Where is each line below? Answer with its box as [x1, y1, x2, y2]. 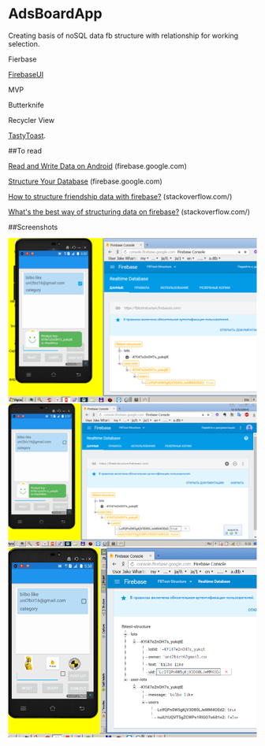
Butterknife [8, 100, 45, 109]
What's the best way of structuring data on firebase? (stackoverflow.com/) [8, 206, 251, 217]
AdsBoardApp [8, 5, 103, 23]
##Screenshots [8, 222, 58, 232]
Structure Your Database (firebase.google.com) [8, 176, 163, 186]
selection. [8, 39, 40, 48]
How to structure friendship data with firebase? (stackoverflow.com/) [8, 191, 233, 201]
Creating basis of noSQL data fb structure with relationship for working [8, 31, 239, 40]
